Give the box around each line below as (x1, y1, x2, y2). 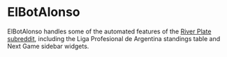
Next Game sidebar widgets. (7, 42, 89, 50)
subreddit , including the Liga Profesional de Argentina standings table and (7, 34, 221, 42)
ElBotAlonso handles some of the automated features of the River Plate (7, 27, 212, 35)
